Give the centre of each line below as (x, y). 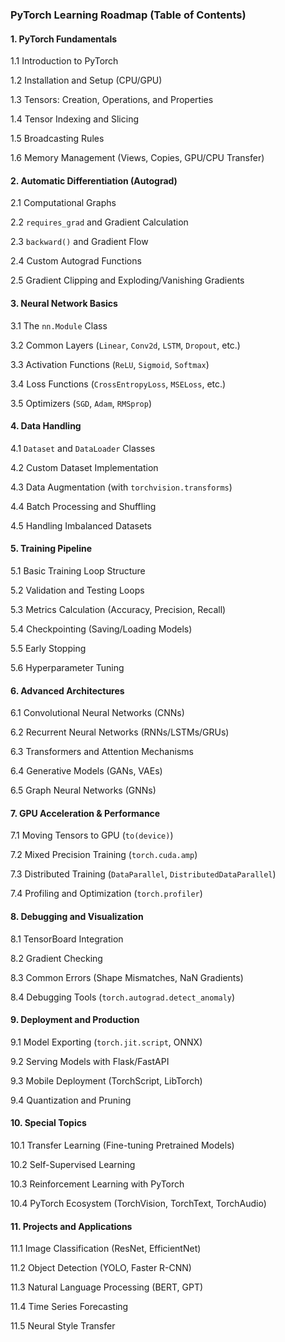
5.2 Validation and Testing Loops (77, 590)
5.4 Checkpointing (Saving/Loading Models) (101, 629)
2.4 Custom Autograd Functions (76, 261)
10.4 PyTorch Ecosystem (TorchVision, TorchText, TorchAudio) (138, 1203)
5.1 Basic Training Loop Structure (78, 570)
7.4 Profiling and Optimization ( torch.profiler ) (106, 894)
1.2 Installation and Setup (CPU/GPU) (86, 80)
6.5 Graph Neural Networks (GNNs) (83, 790)
